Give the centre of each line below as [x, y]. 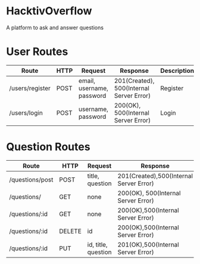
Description [177, 70]
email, [87, 81]
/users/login [26, 113]
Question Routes [48, 147]
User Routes [37, 52]
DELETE [71, 231]
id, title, [98, 244]
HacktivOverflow [49, 11]
